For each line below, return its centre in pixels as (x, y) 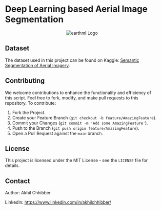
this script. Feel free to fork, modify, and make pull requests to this (72, 98)
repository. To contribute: (30, 103)
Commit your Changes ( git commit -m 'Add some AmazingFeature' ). (80, 123)
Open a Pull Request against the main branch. (58, 133)
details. (12, 165)
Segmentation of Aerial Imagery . (38, 65)
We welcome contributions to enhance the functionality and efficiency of (78, 93)
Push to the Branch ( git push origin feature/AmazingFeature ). (76, 128)
